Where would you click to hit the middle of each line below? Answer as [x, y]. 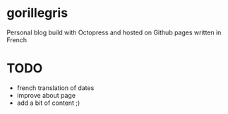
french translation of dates [55, 88]
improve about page [46, 95]
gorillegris [37, 13]
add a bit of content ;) [48, 103]
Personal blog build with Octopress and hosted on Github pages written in [114, 32]
